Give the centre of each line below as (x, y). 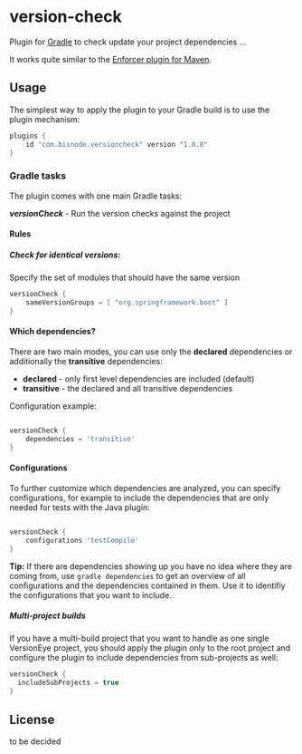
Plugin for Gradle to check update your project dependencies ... (128, 42)
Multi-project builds (47, 616)
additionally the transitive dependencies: (86, 362)
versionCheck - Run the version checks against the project (120, 213)
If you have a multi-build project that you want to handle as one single (139, 638)
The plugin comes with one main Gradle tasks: (96, 196)
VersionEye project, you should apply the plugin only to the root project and (150, 648)
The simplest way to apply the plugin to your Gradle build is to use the (140, 110)
